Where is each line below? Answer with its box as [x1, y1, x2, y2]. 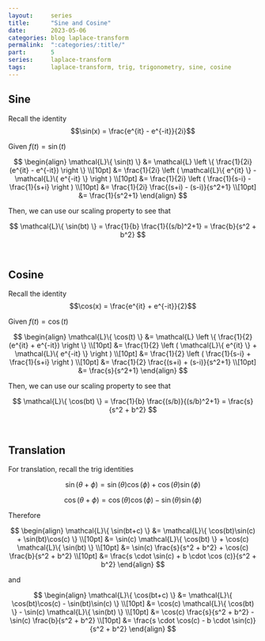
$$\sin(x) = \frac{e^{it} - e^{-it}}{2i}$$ [70, 126, 196, 136]
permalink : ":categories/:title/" [8, 41, 126, 49]
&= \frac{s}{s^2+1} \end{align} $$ [78, 366, 188, 375]
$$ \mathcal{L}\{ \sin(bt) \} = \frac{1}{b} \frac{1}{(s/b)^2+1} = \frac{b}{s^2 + [9, 221, 257, 231]
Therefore [8, 511, 41, 520]
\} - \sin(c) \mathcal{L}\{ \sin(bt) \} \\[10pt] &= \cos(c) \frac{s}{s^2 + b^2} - [11, 608, 255, 617]
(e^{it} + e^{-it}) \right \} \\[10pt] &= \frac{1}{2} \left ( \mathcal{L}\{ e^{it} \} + [9, 340, 257, 350]
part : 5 [8, 48, 55, 56]
